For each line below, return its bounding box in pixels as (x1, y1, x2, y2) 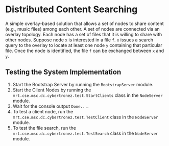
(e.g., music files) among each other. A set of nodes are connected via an (5, 26, 160, 32)
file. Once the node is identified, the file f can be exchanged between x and (5, 47, 164, 54)
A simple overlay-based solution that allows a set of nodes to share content (5, 20, 164, 27)
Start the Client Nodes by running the (12, 87, 91, 93)
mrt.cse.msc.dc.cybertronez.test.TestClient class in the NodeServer (12, 114, 158, 120)
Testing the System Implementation (5, 68, 122, 77)
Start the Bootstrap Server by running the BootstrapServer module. (12, 81, 154, 87)
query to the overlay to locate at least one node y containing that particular (5, 42, 162, 48)
